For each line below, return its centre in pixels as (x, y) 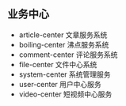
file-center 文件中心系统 (58, 64)
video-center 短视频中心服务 (65, 94)
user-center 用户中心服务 (60, 84)
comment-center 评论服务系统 (68, 55)
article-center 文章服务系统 (63, 35)
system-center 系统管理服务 (65, 74)
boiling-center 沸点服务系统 (64, 44)
